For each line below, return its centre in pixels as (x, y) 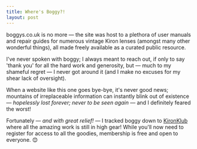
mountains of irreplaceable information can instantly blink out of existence (98, 96)
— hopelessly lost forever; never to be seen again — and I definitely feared (99, 102)
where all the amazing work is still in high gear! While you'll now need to (95, 127)
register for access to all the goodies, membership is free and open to (92, 133)
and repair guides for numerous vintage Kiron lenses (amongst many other (98, 41)
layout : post (22, 17)
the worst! (19, 109)
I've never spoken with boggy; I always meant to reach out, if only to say (96, 59)
